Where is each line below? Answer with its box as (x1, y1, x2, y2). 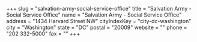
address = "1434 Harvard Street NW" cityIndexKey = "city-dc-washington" (6, 18, 192, 24)
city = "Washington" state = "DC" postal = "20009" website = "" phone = (6, 24, 187, 31)
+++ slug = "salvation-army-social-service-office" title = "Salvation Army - (6, 5, 192, 12)
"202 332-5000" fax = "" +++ (6, 30, 80, 37)
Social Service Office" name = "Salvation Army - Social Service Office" (6, 11, 182, 18)
